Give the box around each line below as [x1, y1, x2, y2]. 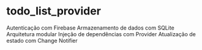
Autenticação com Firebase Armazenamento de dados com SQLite [6, 24, 174, 31]
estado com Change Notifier [6, 37, 78, 44]
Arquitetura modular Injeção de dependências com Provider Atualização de [6, 30, 196, 37]
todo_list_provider [6, 4, 101, 18]
